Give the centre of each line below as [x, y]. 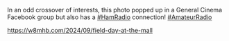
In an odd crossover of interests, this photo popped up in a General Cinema [115, 10]
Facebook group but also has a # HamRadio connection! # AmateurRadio [110, 17]
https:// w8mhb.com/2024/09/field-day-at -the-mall [80, 30]
